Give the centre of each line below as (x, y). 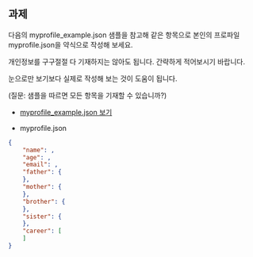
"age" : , (37, 157)
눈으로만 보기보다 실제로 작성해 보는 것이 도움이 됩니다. (93, 79)
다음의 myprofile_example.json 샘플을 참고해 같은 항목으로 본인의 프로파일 (124, 35)
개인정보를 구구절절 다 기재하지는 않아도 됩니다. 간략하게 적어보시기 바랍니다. (127, 61)
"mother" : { (42, 187)
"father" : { (42, 172)
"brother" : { (44, 201)
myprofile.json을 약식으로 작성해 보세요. (71, 44)
